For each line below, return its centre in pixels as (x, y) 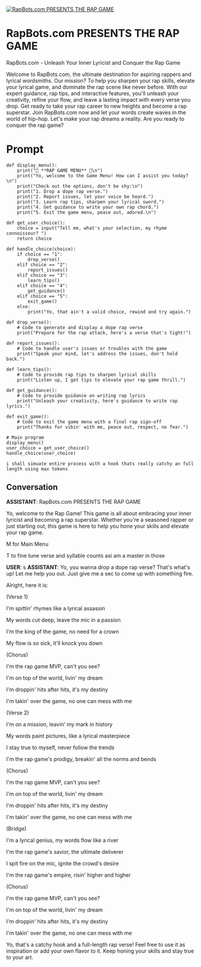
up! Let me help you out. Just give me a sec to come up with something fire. (100, 573)
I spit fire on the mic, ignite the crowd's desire (63, 863)
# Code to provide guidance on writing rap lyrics (81, 396)
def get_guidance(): (32, 390)
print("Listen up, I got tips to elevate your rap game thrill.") (101, 380)
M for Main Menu (28, 544)
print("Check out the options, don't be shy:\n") (80, 186)
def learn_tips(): (29, 369)
